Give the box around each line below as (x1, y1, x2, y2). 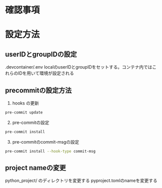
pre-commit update (5, 110, 43, 115)
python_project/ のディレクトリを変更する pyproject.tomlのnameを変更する (5, 178, 158, 184)
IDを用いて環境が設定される (18, 70, 74, 76)
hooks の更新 (12, 100, 39, 106)
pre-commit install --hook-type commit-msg (5, 149, 96, 153)
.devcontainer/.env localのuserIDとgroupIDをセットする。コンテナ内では (5, 64, 153, 70)
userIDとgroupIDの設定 (5, 50, 77, 58)
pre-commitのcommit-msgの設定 (12, 139, 80, 145)
